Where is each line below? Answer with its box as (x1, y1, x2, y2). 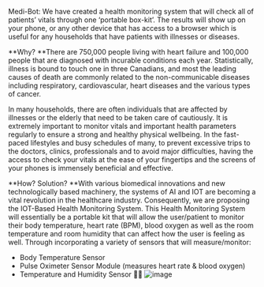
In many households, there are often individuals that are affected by (8, 104, 228, 114)
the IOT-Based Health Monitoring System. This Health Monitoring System (8, 204, 246, 213)
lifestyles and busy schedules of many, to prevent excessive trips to (30, 138, 251, 147)
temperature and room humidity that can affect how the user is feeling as (8, 229, 246, 238)
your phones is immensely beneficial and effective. (8, 164, 173, 172)
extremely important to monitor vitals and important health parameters (8, 122, 236, 130)
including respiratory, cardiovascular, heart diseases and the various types (8, 81, 251, 90)
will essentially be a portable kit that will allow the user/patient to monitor (8, 213, 244, 221)
